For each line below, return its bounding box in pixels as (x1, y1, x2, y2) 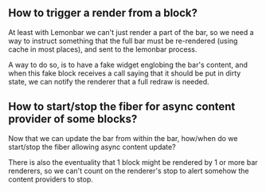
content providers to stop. (8, 174, 93, 184)
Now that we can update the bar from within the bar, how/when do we (8, 133, 238, 143)
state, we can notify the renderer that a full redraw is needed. (8, 76, 209, 86)
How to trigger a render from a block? (8, 6, 198, 20)
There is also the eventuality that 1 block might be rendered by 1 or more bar (8, 157, 258, 167)
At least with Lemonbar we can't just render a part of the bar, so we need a (8, 27, 254, 37)
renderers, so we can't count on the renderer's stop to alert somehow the (8, 166, 249, 175)
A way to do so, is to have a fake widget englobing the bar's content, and (8, 60, 248, 69)
